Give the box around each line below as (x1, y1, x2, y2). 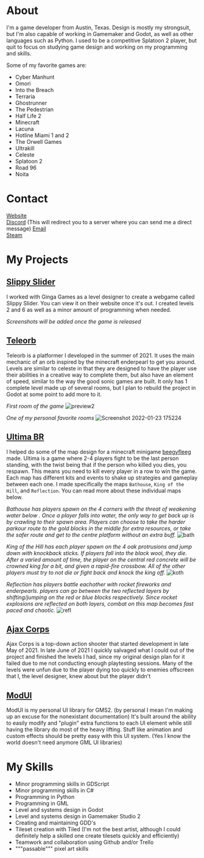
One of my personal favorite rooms (6, 414, 94, 421)
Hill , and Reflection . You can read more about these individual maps (6, 487, 181, 494)
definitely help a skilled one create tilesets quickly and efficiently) (15, 832, 180, 840)
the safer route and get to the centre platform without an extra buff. (6, 531, 176, 538)
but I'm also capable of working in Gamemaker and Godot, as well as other (6, 30, 194, 37)
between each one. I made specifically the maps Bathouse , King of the (6, 480, 185, 487)
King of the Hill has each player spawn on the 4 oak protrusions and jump (6, 543, 192, 550)
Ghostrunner (15, 99, 47, 107)
